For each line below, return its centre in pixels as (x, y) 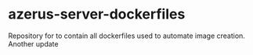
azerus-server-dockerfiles (97, 14)
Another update (33, 43)
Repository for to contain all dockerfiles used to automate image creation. (127, 36)
